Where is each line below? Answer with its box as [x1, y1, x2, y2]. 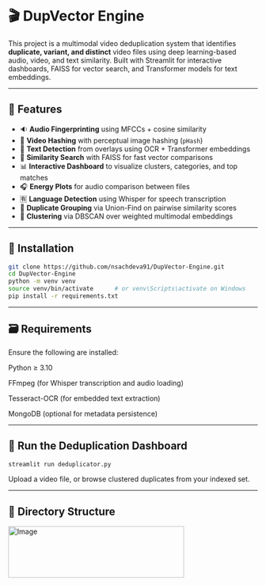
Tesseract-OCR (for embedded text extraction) [8, 394, 161, 403]
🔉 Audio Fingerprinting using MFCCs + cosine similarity [19, 124, 207, 134]
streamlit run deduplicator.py [8, 460, 112, 468]
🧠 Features [8, 103, 63, 116]
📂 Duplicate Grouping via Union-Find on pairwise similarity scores [19, 203, 237, 212]
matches [19, 173, 49, 182]
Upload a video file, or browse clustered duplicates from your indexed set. [8, 474, 250, 484]
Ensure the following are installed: [8, 347, 119, 357]
